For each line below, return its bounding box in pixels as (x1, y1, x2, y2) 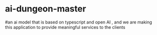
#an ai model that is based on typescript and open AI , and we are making (5, 19, 153, 25)
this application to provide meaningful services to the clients (5, 24, 126, 30)
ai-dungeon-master (5, 3, 86, 14)
